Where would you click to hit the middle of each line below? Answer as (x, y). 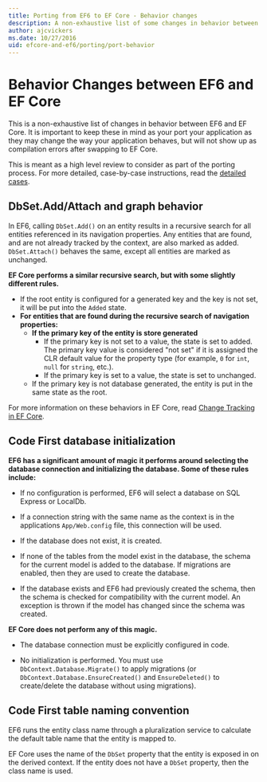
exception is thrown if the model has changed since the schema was (132, 605)
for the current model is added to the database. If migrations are (125, 564)
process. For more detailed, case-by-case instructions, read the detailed (127, 173)
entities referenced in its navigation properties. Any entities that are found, (130, 234)
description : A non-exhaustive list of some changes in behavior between (133, 23)
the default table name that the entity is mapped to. (92, 738)
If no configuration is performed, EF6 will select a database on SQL (130, 493)
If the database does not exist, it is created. (91, 540)
